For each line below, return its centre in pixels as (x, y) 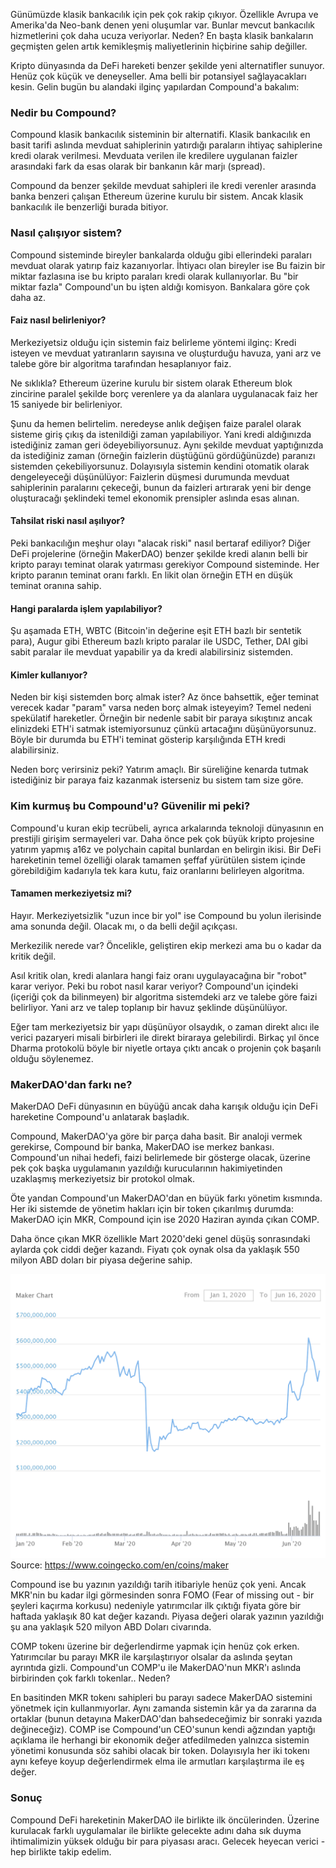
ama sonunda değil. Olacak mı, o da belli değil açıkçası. (124, 926)
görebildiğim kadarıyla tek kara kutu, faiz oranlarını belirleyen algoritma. (157, 870)
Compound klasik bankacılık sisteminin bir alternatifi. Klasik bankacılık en (160, 135)
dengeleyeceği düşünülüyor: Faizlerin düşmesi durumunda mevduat (150, 476)
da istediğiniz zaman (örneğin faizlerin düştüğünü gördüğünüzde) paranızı (163, 455)
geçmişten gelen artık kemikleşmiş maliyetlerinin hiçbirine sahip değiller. (159, 46)
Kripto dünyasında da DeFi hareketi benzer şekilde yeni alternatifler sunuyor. (167, 65)
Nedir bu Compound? (63, 112)
